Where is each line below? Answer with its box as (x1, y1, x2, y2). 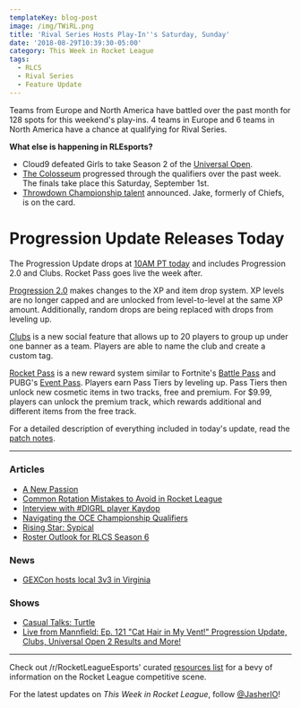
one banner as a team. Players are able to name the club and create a (9, 341, 266, 351)
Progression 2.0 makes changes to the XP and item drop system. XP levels (9, 285, 285, 296)
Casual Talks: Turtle (21, 617, 96, 628)
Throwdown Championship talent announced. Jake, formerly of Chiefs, (21, 187, 285, 198)
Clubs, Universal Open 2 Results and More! (21, 636, 182, 647)
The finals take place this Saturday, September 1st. (21, 177, 210, 189)
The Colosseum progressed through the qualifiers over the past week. (21, 168, 282, 179)
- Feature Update (17, 80, 82, 89)
